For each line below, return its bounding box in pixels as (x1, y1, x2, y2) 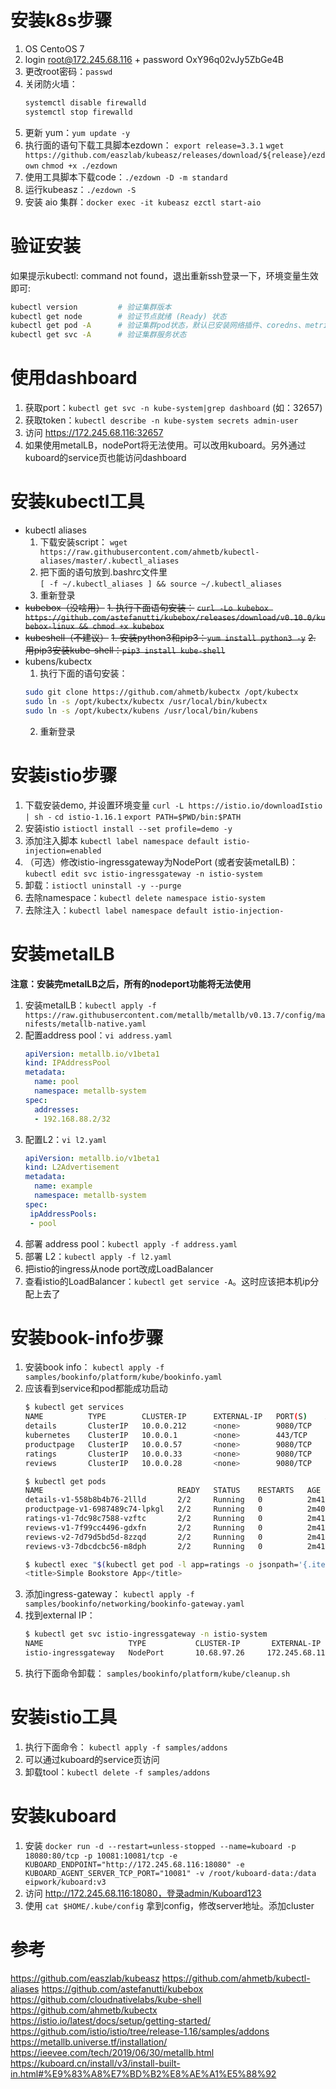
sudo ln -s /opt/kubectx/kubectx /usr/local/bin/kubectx (24, 696, 268, 706)
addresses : (34, 1104, 80, 1115)
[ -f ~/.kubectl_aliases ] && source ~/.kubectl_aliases (39, 579, 283, 589)
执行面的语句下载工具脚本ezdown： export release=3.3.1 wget (24, 139, 285, 151)
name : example (34, 1181, 93, 1191)
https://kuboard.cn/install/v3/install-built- (10, 2057, 181, 2069)
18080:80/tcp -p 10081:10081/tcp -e (24, 1851, 178, 1861)
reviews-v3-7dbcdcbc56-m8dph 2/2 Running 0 (24, 1541, 263, 1551)
